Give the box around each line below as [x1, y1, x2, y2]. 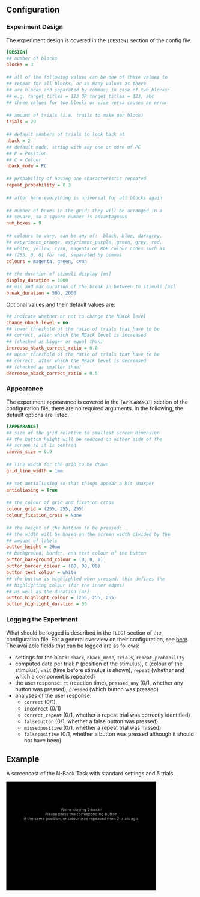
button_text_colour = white [6, 569, 77, 575]
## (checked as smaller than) [6, 364, 82, 370]
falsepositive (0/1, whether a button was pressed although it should [23, 730, 194, 738]
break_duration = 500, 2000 [6, 290, 77, 296]
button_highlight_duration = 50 [6, 601, 87, 607]
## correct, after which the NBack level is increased [6, 332, 147, 339]
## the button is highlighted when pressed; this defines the [6, 576, 165, 582]
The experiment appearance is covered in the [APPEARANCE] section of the [6, 398, 188, 405]
